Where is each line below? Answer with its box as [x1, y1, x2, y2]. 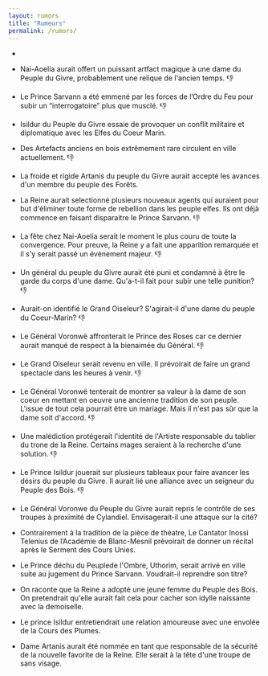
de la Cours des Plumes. [19, 626, 101, 636]
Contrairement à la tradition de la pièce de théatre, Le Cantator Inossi [19, 528, 249, 538]
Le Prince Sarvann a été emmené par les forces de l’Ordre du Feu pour [19, 92, 254, 101]
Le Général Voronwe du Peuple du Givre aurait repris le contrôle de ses [19, 504, 255, 514]
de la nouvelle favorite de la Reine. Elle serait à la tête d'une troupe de [19, 650, 251, 660]
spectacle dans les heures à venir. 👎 [19, 368, 142, 378]
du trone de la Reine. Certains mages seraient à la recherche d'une [19, 440, 242, 450]
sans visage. [19, 658, 62, 668]
